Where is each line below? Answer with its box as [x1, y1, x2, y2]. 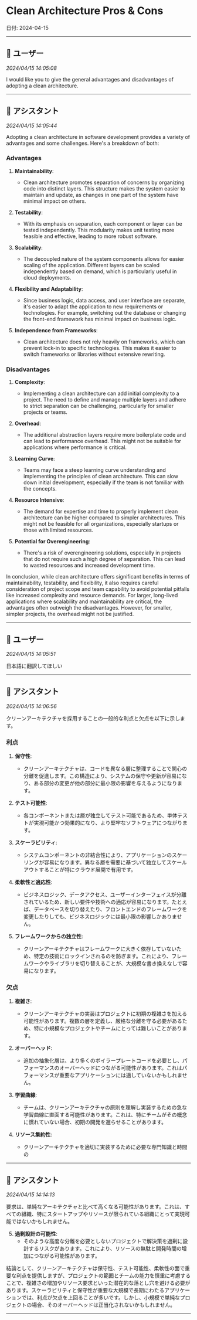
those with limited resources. [23, 526, 94, 534]
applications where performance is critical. [23, 444, 127, 451]
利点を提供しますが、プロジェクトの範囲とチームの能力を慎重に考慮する [16, 1272, 191, 1279]
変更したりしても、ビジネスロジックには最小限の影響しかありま [23, 913, 177, 920]
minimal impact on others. [23, 198, 86, 205]
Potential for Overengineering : [14, 538, 91, 545]
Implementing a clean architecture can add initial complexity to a [23, 390, 180, 397]
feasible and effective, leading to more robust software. [23, 233, 158, 240]
